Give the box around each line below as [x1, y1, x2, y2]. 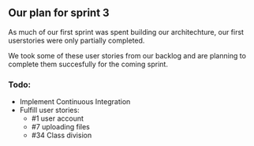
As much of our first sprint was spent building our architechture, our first [8, 27, 245, 36]
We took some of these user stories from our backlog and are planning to [8, 51, 247, 60]
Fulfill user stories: [19, 106, 80, 115]
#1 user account [31, 114, 84, 123]
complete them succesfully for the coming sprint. [8, 59, 168, 69]
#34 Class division [31, 130, 92, 140]
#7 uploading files [31, 122, 91, 132]
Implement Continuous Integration [19, 97, 131, 107]
